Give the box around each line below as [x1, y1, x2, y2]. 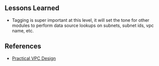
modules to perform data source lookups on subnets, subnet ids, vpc [11, 22, 154, 28]
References [4, 42, 41, 51]
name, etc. [11, 27, 34, 34]
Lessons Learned [4, 4, 59, 12]
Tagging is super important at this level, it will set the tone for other [11, 17, 150, 23]
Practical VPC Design [11, 55, 56, 61]
